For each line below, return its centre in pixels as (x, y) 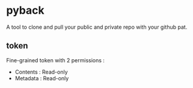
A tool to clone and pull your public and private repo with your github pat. (97, 27)
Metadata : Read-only (42, 78)
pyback (25, 10)
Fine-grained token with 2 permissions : (56, 60)
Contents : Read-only (41, 72)
